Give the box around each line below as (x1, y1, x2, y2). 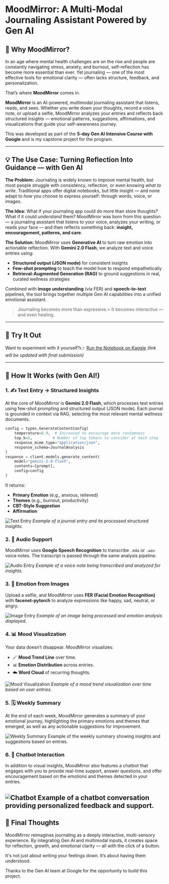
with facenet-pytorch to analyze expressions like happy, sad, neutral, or (5, 597, 155, 603)
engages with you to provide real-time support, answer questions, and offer (5, 768, 162, 774)
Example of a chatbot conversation (37, 793, 150, 802)
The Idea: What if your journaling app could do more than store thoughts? (5, 208, 158, 214)
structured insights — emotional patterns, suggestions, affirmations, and (5, 116, 155, 122)
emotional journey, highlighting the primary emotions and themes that (5, 718, 149, 724)
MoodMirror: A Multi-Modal (5, 4, 123, 15)
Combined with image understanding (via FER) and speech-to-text (5, 285, 146, 291)
